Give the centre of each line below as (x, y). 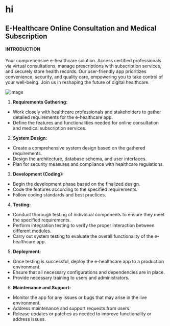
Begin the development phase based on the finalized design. (76, 184)
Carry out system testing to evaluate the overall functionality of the (83, 236)
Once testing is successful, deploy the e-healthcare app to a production (88, 261)
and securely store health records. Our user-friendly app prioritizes (76, 71)
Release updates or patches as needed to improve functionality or (82, 314)
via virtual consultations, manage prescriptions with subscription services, (83, 66)
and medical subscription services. (50, 128)
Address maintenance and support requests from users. (71, 308)
